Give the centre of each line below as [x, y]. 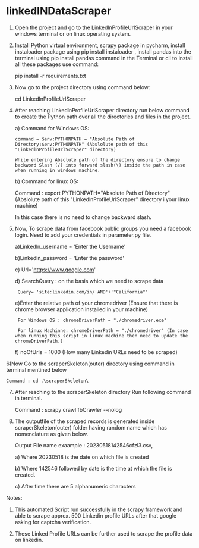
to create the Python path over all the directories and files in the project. [103, 117]
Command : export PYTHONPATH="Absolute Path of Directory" [92, 193]
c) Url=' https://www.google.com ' [55, 270]
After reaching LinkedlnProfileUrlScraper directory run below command [102, 110]
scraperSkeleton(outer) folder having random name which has [91, 427]
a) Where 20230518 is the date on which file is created [82, 457]
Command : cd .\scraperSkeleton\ [48, 381]
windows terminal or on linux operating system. [73, 33]
